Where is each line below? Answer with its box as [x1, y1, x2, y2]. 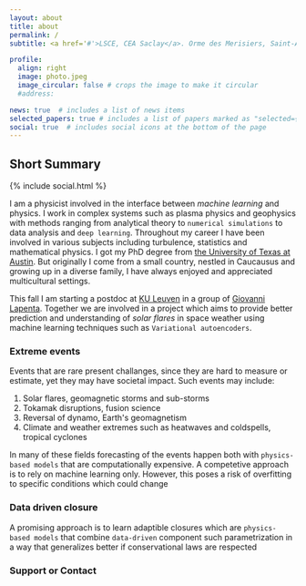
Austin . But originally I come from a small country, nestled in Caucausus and [9, 256, 296, 267]
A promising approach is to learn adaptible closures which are [9, 521, 242, 533]
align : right [17, 64, 67, 73]
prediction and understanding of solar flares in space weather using [9, 313, 265, 324]
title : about [9, 22, 59, 31]
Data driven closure [9, 501, 98, 514]
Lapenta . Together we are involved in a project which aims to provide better [9, 303, 293, 314]
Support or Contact [9, 564, 97, 577]
